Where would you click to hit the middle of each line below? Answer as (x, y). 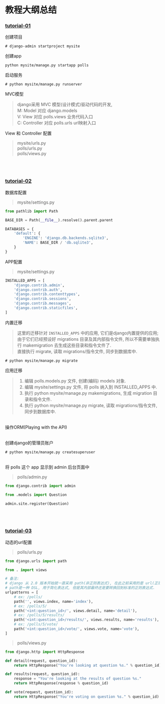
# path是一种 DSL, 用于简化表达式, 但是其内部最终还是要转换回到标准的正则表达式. (80, 588)
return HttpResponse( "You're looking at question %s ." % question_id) (88, 665)
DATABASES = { (20, 229)
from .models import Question (36, 495)
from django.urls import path (36, 561)
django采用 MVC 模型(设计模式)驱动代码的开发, (65, 105)
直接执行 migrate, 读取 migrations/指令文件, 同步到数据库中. (77, 351)
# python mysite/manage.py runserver (44, 84)
